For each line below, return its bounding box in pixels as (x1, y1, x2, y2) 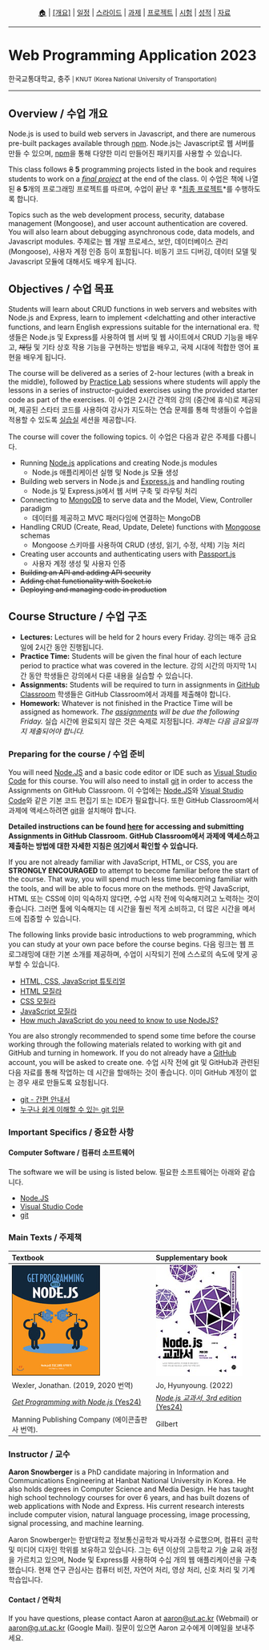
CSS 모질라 (19, 996, 56, 1006)
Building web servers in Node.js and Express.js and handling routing (19, 476, 245, 486)
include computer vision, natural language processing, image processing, (8, 1510, 251, 1519)
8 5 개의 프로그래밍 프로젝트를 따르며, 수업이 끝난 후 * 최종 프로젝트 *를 (16, 184, 234, 193)
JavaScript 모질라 (19, 1006, 78, 1016)
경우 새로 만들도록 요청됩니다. (16, 1077, 110, 1087)
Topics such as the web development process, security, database (8, 210, 226, 220)
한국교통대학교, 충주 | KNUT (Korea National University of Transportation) (8, 74, 218, 83)
